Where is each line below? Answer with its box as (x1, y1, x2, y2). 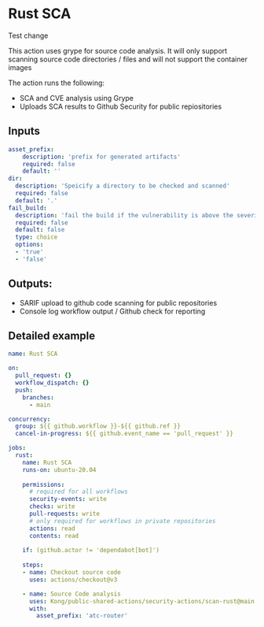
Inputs (8, 124, 41, 138)
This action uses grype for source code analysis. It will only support (8, 46, 228, 55)
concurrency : (8, 415, 51, 423)
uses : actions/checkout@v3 (28, 576, 118, 584)
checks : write (28, 503, 76, 510)
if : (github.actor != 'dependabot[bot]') (22, 547, 159, 555)
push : (15, 386, 34, 394)
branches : (22, 393, 55, 402)
